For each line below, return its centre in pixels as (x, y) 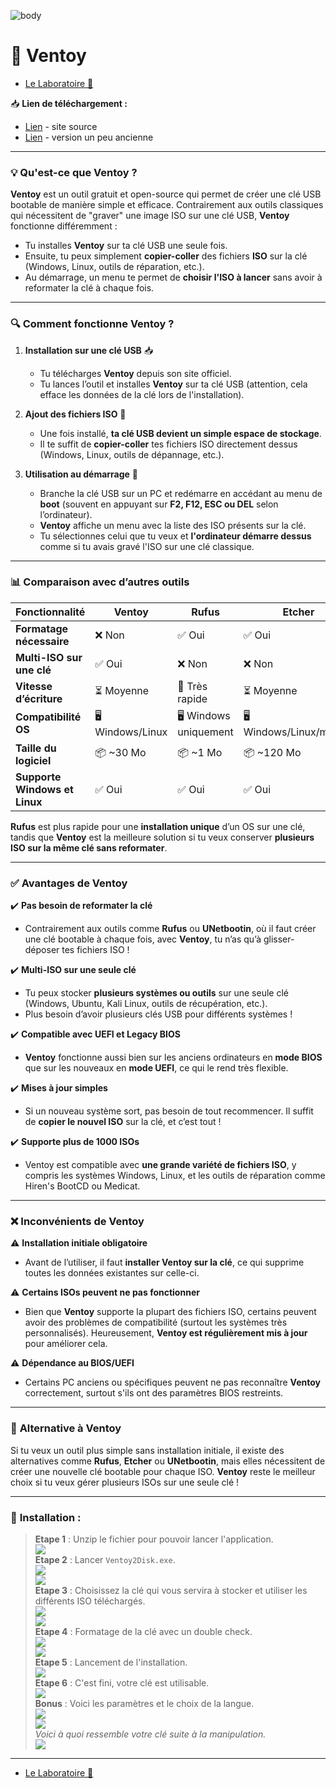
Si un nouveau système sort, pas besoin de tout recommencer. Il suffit (169, 1111)
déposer (42, 950)
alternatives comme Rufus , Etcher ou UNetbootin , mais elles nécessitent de (168, 1461)
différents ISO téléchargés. (90, 1601)
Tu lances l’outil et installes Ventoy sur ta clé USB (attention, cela (173, 384)
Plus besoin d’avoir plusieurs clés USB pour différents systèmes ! (158, 1014)
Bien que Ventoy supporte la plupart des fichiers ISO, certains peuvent (170, 1312)
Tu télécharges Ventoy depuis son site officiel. (135, 373)
